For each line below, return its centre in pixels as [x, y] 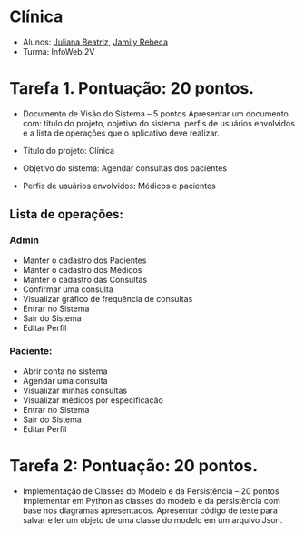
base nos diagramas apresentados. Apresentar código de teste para [150, 510]
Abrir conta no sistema [65, 371]
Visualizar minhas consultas [75, 390]
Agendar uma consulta [65, 380]
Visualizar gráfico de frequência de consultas [108, 298]
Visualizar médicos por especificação [93, 400]
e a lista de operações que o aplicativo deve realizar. [121, 133]
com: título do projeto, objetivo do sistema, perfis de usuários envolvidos [158, 123]
